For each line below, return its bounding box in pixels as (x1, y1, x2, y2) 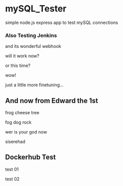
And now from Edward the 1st (5, 96, 98, 105)
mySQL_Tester (5, 3, 67, 14)
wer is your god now (5, 129, 47, 135)
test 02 (5, 176, 20, 182)
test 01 (5, 166, 19, 172)
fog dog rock (5, 119, 32, 125)
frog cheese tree (5, 110, 40, 116)
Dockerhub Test (5, 153, 56, 162)
